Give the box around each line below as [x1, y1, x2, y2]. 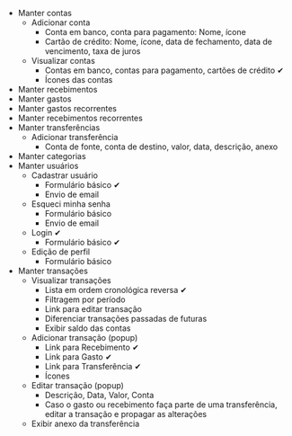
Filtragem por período [44, 294, 126, 305]
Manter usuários [17, 161, 79, 171]
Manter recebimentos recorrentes [17, 112, 144, 123]
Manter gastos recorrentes [17, 103, 117, 113]
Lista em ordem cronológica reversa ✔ [44, 285, 187, 295]
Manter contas [17, 8, 72, 18]
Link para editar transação [44, 304, 142, 314]
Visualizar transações [31, 275, 111, 286]
